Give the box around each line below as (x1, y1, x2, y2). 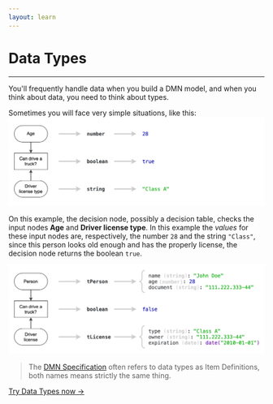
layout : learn (8, 13, 57, 21)
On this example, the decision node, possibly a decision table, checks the (8, 214, 254, 224)
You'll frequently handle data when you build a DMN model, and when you (8, 84, 258, 93)
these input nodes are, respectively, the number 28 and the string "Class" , (8, 231, 256, 241)
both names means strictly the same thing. (28, 370, 171, 380)
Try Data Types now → (8, 386, 85, 396)
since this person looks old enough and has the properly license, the (8, 240, 238, 250)
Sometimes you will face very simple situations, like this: (8, 108, 197, 118)
